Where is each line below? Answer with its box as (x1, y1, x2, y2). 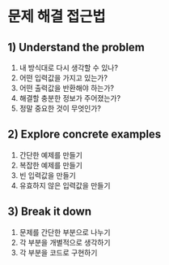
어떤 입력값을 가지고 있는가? (19, 73, 108, 82)
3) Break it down (7, 205, 92, 219)
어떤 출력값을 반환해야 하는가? (19, 83, 115, 93)
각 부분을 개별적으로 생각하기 (19, 237, 111, 247)
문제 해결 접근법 (7, 7, 106, 26)
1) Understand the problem (7, 40, 145, 54)
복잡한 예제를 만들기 (19, 160, 82, 170)
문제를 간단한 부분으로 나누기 (19, 227, 111, 237)
